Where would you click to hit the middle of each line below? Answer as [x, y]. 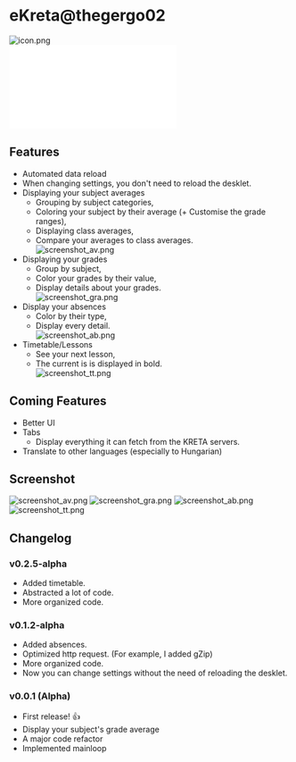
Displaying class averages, [84, 230]
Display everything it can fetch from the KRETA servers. [138, 441]
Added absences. [54, 645]
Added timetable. [54, 583]
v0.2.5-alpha [38, 564]
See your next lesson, [75, 354]
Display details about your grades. [99, 288]
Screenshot [42, 479]
